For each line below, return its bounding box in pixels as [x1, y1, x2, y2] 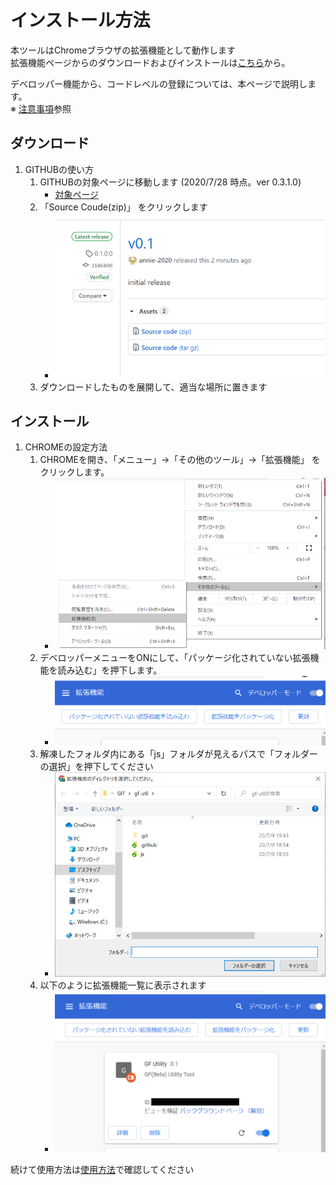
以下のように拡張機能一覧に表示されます [39, 979, 207, 991]
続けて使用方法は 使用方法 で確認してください [10, 1163, 195, 1175]
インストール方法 [10, 9, 151, 32]
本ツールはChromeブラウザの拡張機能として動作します [10, 44, 236, 56]
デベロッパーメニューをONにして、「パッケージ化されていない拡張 [39, 651, 311, 663]
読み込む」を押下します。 [57, 664, 163, 676]
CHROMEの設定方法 [24, 441, 108, 453]
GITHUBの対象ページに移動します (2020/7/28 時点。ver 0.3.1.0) [39, 176, 302, 188]
